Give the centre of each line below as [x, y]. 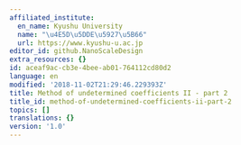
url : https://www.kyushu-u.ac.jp [80, 43]
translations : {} [42, 118]
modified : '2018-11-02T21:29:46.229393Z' [88, 85]
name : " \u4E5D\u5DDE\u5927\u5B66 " [82, 34]
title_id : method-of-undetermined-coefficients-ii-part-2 [120, 101]
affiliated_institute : [52, 18]
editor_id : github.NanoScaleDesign [76, 51]
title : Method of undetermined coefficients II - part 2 [119, 93]
